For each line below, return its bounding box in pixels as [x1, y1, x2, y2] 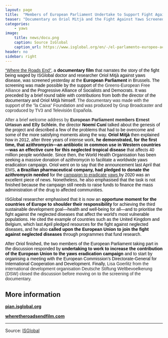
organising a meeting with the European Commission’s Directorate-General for [5, 256, 157, 262]
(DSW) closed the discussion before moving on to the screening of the [5, 271, 141, 277]
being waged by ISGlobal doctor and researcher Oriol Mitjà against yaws [5, 73, 146, 78]
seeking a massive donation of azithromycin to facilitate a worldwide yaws [5, 157, 148, 163]
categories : [5, 21, 30, 27]
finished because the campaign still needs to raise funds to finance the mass [5, 182, 153, 188]
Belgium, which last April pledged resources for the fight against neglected [5, 221, 148, 227]
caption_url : [14, 45, 41, 50]
